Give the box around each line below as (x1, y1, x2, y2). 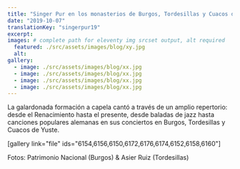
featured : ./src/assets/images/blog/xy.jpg (14, 43, 145, 51)
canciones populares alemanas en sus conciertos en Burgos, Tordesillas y (7, 118, 226, 127)
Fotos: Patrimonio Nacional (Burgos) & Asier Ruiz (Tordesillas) (7, 153, 189, 162)
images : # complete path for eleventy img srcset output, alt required (7, 37, 225, 44)
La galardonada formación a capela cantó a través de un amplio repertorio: (7, 103, 228, 111)
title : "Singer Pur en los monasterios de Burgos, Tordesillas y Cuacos (7, 10, 229, 18)
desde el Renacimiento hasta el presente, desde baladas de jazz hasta (7, 111, 215, 119)
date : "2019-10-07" (7, 17, 66, 24)
